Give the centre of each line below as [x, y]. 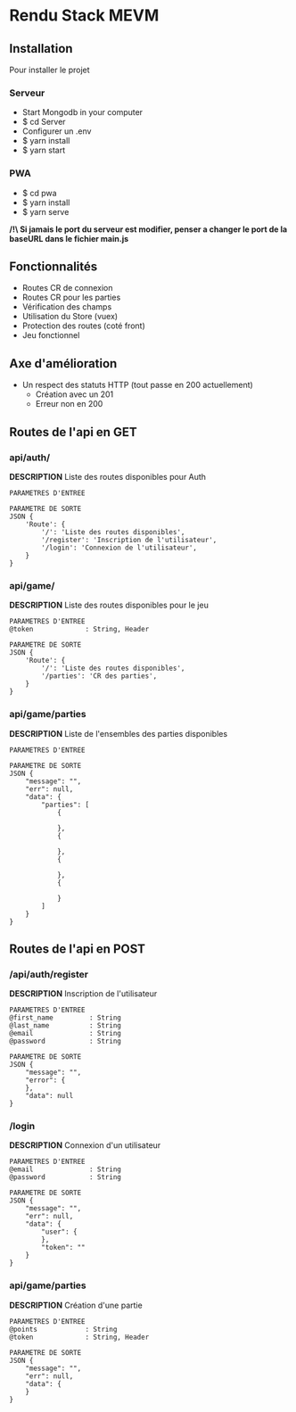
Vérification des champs [67, 307]
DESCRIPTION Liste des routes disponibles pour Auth [108, 476]
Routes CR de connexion [67, 288]
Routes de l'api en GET [73, 432]
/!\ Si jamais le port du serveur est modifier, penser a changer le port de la [148, 229]
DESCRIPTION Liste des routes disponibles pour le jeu [109, 605]
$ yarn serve [45, 211]
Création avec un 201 [74, 394]
